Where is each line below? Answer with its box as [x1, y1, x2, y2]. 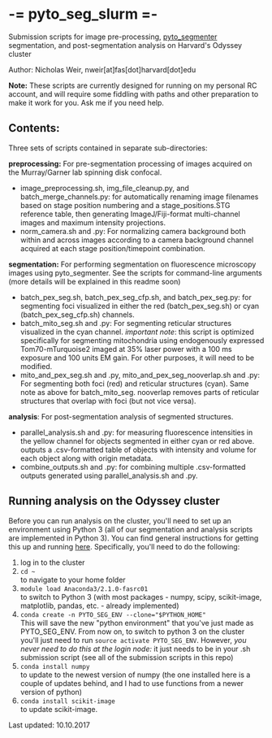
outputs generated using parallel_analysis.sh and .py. [19, 471, 198, 480]
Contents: [8, 121, 60, 135]
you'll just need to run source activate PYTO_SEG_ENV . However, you [19, 635, 247, 645]
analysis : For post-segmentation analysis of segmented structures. [8, 411, 234, 421]
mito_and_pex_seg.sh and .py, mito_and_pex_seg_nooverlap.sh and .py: [19, 370, 260, 380]
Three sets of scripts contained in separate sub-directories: [8, 143, 208, 153]
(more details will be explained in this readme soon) [8, 276, 181, 286]
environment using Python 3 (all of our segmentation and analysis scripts [8, 524, 253, 534]
